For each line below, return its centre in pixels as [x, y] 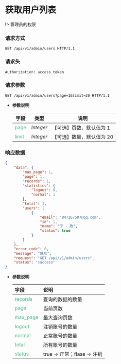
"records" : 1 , [37, 181]
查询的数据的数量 [63, 299]
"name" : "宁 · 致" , [59, 226]
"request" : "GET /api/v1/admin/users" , [54, 258]
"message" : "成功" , [33, 253]
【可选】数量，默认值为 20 [83, 137]
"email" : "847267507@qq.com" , [70, 217]
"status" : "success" [35, 262]
